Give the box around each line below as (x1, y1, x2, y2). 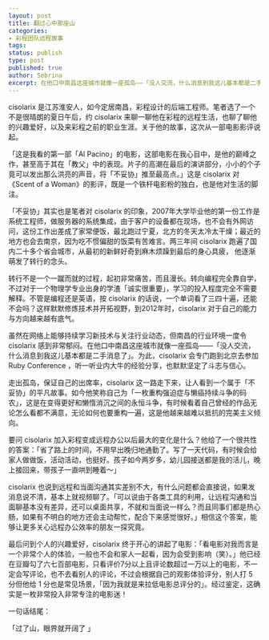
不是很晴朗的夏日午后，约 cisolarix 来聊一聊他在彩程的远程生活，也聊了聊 (8, 111, 251, 121)
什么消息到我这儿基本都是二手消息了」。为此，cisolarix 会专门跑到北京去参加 (8, 350, 259, 360)
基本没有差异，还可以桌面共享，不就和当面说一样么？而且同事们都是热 (22, 502, 254, 512)
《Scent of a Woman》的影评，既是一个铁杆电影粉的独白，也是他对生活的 (8, 179, 252, 188)
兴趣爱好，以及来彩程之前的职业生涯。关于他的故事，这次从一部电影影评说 (14, 122, 261, 132)
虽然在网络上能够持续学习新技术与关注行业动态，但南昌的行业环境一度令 (8, 330, 247, 340)
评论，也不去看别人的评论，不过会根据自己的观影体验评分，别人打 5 (29, 569, 254, 578)
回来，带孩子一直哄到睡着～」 (22, 464, 121, 474)
